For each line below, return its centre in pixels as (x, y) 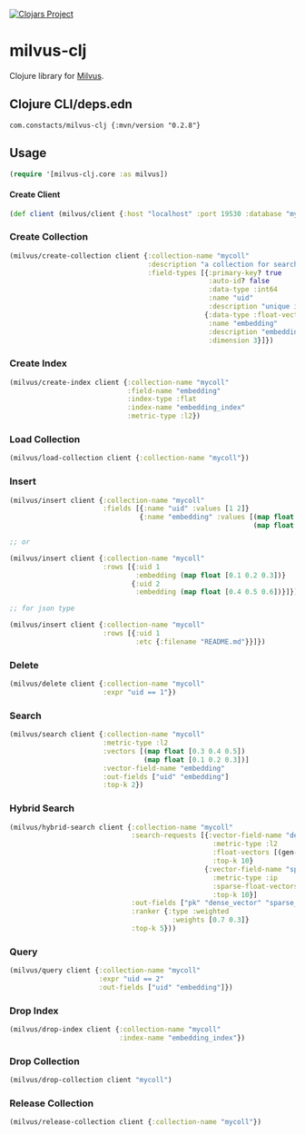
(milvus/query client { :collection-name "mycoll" (105, 971)
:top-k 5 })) (154, 929)
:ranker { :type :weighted (180, 912)
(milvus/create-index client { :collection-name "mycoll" (119, 382)
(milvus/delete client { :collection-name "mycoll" (107, 684)
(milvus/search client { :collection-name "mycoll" (107, 735)
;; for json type (42, 608)
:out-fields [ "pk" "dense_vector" (196, 903)
